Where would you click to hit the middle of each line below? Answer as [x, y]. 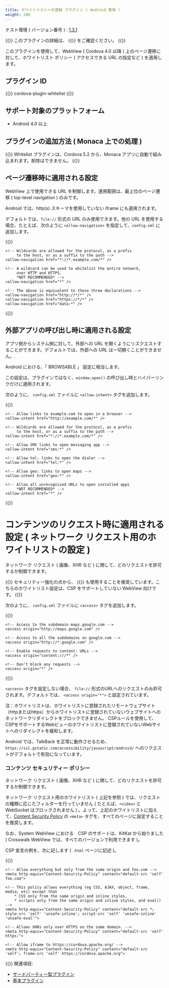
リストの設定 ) [61, 550]
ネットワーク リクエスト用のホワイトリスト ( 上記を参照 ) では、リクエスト [83, 797]
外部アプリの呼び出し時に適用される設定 [68, 330]
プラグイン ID [26, 81]
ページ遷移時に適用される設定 [52, 178]
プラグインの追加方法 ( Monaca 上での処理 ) [74, 141]
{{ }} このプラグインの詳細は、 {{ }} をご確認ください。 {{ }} [66, 40]
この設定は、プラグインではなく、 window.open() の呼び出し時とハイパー [80, 377]
